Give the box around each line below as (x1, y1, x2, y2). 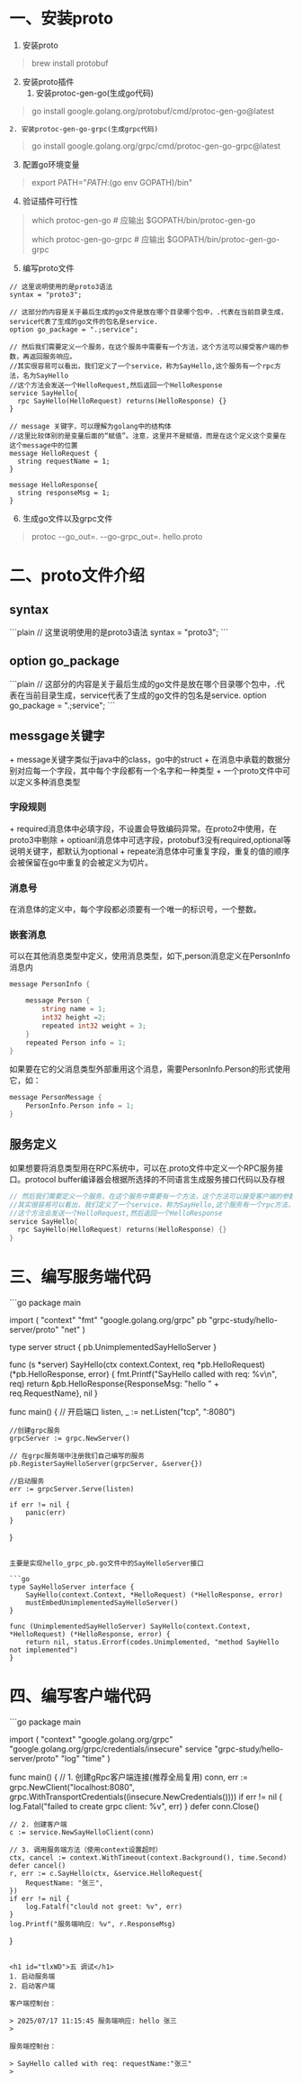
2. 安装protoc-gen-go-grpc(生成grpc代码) (9, 124, 159, 133)
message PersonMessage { (9, 1093, 102, 1102)
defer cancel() (9, 1861, 67, 1870)
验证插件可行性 (22, 195, 78, 206)
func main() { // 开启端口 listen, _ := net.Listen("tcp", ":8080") (9, 1407, 235, 1417)
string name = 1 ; (41, 1005, 106, 1014)
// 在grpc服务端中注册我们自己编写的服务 (9, 1452, 146, 1461)
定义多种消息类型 (16, 776, 81, 787)
